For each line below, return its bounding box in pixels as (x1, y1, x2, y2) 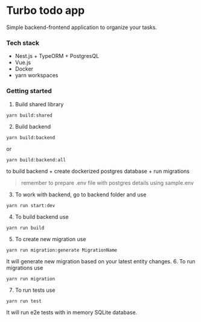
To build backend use (14, 213, 69, 221)
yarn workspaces (14, 72, 59, 79)
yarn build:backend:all (6, 156, 66, 163)
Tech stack (6, 39, 39, 47)
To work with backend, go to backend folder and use (14, 191, 147, 198)
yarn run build (6, 225, 45, 231)
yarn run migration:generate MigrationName (6, 247, 118, 253)
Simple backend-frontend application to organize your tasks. (6, 24, 158, 31)
